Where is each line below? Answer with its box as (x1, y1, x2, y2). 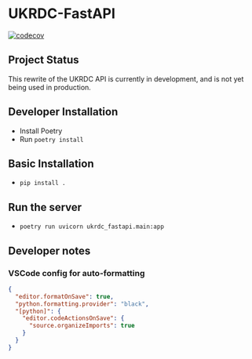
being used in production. (8, 82, 92, 92)
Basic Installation (8, 157, 94, 170)
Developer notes (8, 244, 91, 257)
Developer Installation (8, 105, 119, 118)
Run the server (8, 201, 82, 214)
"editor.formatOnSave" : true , (15, 292, 114, 300)
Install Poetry (19, 126, 63, 136)
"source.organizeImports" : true (28, 322, 135, 330)
